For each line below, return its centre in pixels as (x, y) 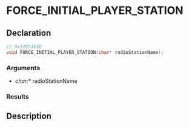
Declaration (29, 33)
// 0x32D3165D (24, 47)
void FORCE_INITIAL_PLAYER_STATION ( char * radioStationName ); (85, 52)
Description (29, 116)
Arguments (23, 68)
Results (18, 96)
